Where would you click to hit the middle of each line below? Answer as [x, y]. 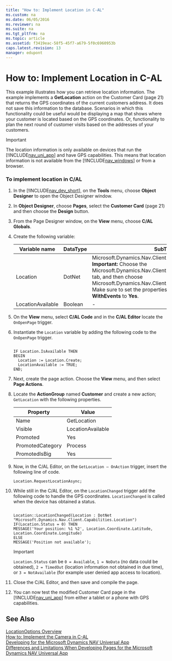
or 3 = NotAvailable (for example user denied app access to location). [87, 572]
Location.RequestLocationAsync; [47, 481]
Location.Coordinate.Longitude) [47, 533]
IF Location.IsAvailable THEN [45, 351]
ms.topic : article [25, 39]
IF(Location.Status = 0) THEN [45, 524]
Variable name [37, 249]
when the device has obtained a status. [54, 501]
